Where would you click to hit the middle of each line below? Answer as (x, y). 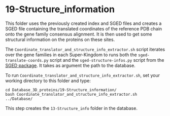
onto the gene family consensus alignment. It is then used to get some (79, 34)
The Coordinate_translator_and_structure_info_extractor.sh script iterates (85, 49)
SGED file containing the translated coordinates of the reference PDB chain (84, 28)
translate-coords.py (27, 60)
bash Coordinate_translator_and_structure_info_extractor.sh (71, 94)
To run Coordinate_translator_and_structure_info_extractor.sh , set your (83, 75)
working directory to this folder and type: (48, 81)
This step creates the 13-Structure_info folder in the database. (72, 108)
